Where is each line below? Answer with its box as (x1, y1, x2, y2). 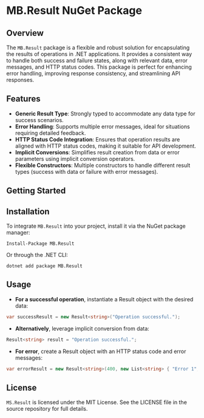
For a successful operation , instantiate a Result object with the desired (15, 295, 194, 303)
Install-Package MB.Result (6, 241, 75, 247)
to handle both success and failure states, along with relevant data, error (6, 57, 188, 64)
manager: (6, 229, 30, 236)
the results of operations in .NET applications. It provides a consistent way (6, 50, 192, 58)
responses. (6, 77, 35, 83)
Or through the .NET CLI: (6, 252, 69, 259)
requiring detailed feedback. (15, 129, 86, 137)
